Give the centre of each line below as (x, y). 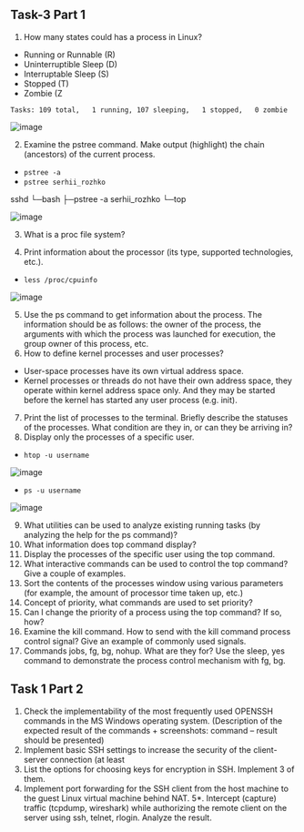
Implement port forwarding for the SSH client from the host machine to (156, 788)
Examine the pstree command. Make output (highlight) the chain (144, 144)
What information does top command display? (110, 544)
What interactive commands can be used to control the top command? (156, 563)
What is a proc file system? (74, 234)
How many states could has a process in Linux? (113, 36)
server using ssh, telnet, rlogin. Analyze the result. (117, 817)
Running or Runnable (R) (70, 55)
